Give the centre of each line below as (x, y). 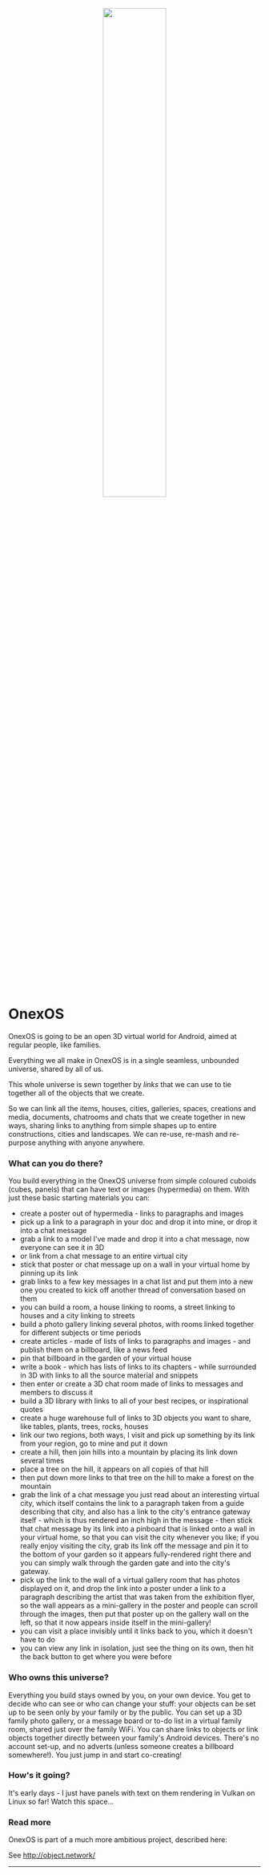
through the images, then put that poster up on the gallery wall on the (134, 1614)
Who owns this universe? (59, 1678)
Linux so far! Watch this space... (61, 1801)
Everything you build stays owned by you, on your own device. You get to (129, 1695)
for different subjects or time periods (80, 1333)
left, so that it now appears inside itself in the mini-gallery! (116, 1623)
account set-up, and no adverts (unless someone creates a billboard (121, 1746)
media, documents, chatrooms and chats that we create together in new (127, 1117)
